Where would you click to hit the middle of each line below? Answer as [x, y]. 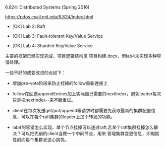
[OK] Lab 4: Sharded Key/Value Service [53, 46]
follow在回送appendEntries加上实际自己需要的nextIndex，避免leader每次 [87, 94]
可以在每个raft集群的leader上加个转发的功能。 [68, 117]
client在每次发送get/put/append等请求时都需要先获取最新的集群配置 [82, 110]
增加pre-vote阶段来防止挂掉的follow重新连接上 [60, 83]
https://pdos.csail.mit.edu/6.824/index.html [49, 17]
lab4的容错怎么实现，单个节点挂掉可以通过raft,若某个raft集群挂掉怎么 [83, 127]
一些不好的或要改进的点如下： [35, 73]
